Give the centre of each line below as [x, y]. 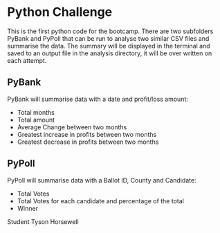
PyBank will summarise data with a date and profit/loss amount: [98, 99]
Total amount [36, 120]
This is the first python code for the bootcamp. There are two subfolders [110, 31]
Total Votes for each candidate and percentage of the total [101, 201]
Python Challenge [60, 12]
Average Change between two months [72, 127]
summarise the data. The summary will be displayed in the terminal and [109, 46]
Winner [27, 208]
